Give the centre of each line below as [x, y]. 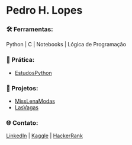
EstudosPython [33, 72]
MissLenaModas [35, 101]
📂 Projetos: [22, 88]
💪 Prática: [20, 60]
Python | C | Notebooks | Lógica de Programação [66, 45]
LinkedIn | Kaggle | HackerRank [44, 136]
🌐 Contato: [22, 123]
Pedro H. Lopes [44, 10]
